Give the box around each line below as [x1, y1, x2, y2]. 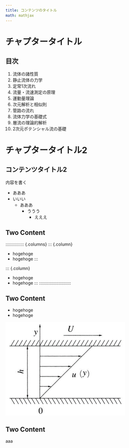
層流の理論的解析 [12, 119, 47, 125]
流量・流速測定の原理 [12, 89, 55, 95]
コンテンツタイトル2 [5, 166, 67, 174]
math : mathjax [5, 13, 34, 18]
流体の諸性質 [12, 71, 38, 77]
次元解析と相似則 [12, 101, 47, 107]
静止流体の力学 [12, 77, 43, 83]
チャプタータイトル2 [5, 144, 88, 156]
